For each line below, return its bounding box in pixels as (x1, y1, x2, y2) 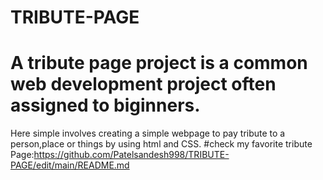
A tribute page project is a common (10, 52, 308, 75)
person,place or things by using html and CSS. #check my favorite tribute (10, 138, 313, 150)
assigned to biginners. (10, 94, 201, 117)
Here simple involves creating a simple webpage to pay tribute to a (10, 127, 286, 140)
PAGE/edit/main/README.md (10, 159, 130, 171)
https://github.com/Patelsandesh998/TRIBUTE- (33, 149, 230, 161)
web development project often (10, 73, 277, 96)
